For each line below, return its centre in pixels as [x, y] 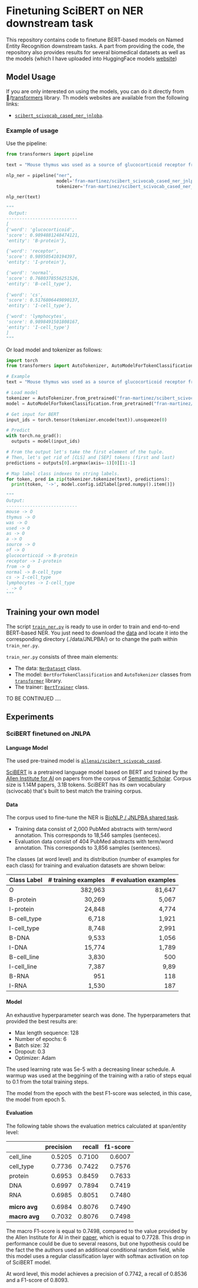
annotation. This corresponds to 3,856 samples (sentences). [88, 848]
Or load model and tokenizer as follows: [54, 350]
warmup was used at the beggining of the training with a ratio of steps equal [99, 1075]
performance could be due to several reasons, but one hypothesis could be [98, 1243]
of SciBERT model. [29, 1262]
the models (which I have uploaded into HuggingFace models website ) [92, 58]
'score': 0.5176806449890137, [43, 300]
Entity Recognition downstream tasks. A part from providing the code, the [95, 46]
